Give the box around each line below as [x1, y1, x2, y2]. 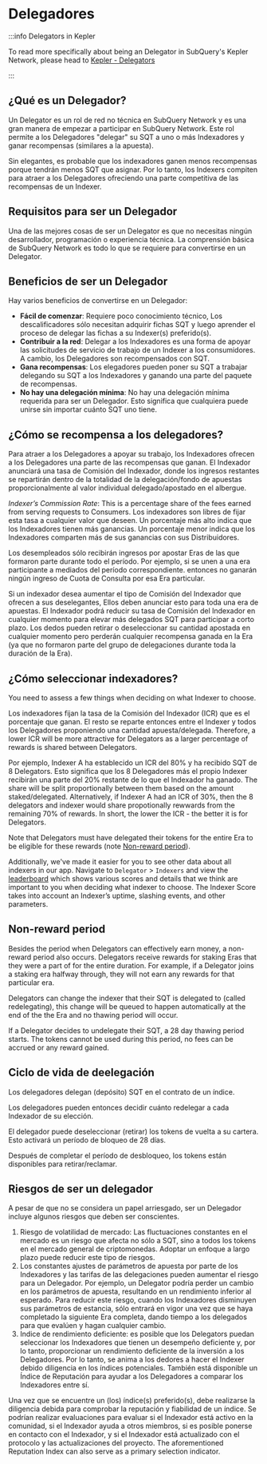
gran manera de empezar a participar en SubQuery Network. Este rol [8, 123, 235, 133]
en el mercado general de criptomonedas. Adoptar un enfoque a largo [19, 1244, 250, 1254]
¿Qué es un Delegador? [8, 94, 127, 108]
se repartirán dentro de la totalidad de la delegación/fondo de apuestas [8, 475, 242, 485]
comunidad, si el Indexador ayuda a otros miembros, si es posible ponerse [8, 1421, 253, 1431]
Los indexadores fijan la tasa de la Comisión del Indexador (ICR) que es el [8, 708, 250, 718]
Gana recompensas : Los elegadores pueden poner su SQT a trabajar [19, 362, 248, 372]
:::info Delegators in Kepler [8, 31, 96, 41]
